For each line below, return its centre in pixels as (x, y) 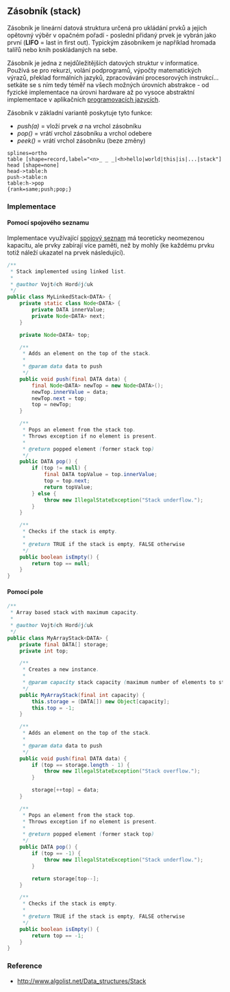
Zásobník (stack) (44, 11)
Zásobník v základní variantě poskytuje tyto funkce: (80, 113)
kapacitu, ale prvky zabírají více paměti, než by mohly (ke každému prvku (111, 245)
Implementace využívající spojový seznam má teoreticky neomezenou (106, 238)
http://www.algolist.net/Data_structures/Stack (81, 981)
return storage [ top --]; (65, 878)
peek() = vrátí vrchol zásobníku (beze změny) (81, 141)
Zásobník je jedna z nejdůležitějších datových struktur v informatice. (103, 63)
